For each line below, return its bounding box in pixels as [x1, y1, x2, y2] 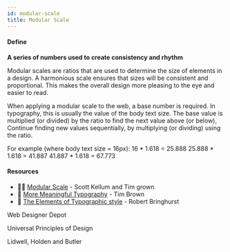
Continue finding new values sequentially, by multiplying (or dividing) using [7, 123, 221, 132]
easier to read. [7, 88, 48, 96]
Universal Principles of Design [7, 224, 93, 232]
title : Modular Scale [7, 17, 70, 23]
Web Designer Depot [7, 211, 67, 219]
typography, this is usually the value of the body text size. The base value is [7, 109, 223, 117]
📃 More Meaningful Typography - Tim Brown [17, 190, 145, 198]
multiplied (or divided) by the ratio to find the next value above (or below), [7, 116, 218, 125]
